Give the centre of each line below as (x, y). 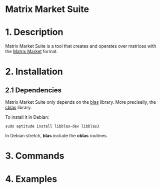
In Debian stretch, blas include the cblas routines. (56, 136)
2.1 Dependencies (33, 90)
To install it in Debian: (27, 117)
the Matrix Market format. (31, 52)
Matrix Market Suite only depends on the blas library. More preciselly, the (81, 102)
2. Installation (34, 72)
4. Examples (31, 179)
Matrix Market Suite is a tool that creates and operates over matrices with (81, 46)
